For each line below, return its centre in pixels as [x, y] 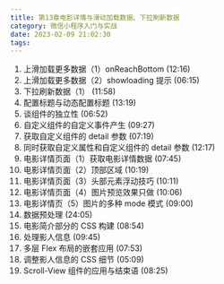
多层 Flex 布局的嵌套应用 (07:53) [82, 248]
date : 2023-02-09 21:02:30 [60, 34]
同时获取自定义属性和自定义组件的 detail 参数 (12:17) [119, 148]
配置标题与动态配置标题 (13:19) [80, 103]
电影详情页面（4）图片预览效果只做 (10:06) [103, 193]
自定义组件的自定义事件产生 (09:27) [89, 125]
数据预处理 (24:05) [58, 215]
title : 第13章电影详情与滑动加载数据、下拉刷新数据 [95, 17]
